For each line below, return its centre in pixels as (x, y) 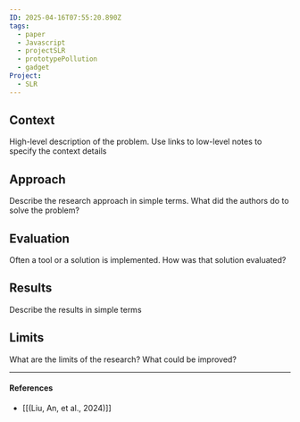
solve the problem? (45, 210)
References (31, 388)
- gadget (33, 68)
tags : (19, 26)
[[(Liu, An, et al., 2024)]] (67, 408)
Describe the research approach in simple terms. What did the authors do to (149, 201)
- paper (32, 34)
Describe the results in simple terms (75, 309)
